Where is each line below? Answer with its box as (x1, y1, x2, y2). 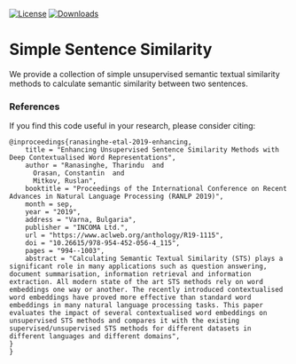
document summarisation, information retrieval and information (9, 270, 252, 279)
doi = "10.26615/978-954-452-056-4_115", (25, 239, 180, 248)
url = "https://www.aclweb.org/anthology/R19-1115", (25, 231, 224, 240)
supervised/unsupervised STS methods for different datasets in (9, 324, 252, 333)
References (9, 100, 60, 113)
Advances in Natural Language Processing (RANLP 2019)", (9, 192, 224, 202)
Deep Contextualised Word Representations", (9, 154, 176, 162)
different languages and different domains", (9, 332, 180, 341)
